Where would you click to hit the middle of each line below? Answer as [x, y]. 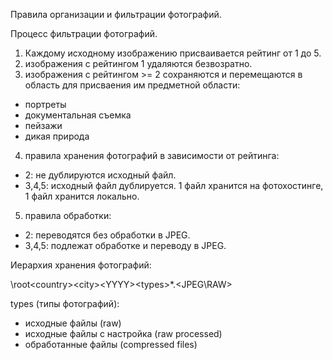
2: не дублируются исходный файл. [100, 175]
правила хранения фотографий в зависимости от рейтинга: [152, 155]
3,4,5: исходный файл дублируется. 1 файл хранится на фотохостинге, [174, 185]
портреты [45, 104]
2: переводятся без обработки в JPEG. [107, 235]
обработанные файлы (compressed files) [111, 344]
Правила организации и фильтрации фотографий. [116, 14]
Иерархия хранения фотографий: [81, 265]
